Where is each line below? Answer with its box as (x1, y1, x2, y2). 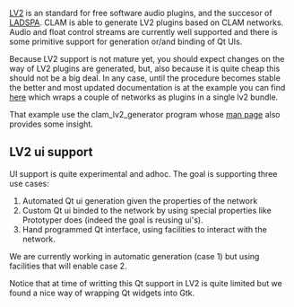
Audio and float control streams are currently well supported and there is (9, 27, 278, 37)
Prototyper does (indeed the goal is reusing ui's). (22, 215, 203, 225)
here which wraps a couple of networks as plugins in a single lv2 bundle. (9, 92, 279, 102)
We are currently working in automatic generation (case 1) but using (9, 250, 260, 261)
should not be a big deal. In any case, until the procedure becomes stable (9, 73, 281, 83)
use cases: (9, 178, 49, 189)
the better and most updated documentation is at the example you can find (9, 83, 286, 92)
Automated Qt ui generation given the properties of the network (22, 195, 258, 206)
